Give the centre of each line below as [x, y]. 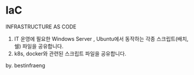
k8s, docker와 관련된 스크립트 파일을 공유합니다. [70, 53]
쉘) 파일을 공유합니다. [39, 46]
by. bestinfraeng [25, 65]
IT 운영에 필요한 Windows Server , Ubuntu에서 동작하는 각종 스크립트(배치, [101, 38]
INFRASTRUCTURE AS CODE [41, 27]
